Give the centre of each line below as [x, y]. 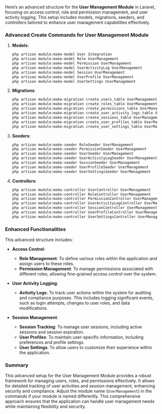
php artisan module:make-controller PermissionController [72, 199]
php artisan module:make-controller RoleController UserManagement [81, 194]
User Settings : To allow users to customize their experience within [86, 348]
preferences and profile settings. [52, 342]
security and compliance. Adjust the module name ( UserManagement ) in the [79, 391]
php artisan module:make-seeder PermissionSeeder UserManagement [79, 149]
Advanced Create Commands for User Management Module [77, 35]
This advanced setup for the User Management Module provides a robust [78, 376]
